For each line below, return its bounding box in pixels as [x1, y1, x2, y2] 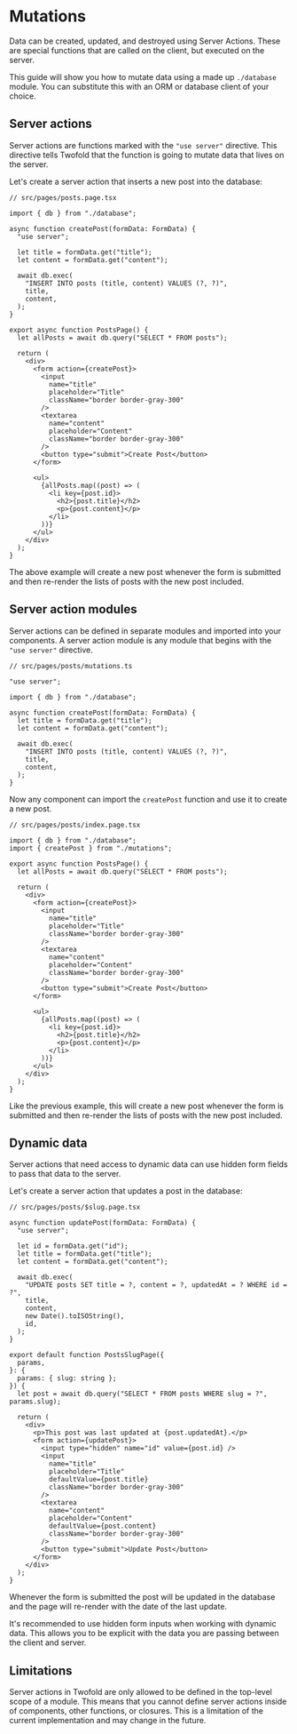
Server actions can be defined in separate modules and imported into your [9, 625, 282, 636]
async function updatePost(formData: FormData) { [9, 1219, 197, 1227]
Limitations [9, 1663, 73, 1678]
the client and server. [9, 1637, 87, 1648]
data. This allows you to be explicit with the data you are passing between [9, 1628, 279, 1639]
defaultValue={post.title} [48, 1475, 149, 1484]
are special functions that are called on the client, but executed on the [9, 44, 265, 55]
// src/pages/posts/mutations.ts [9, 661, 133, 670]
